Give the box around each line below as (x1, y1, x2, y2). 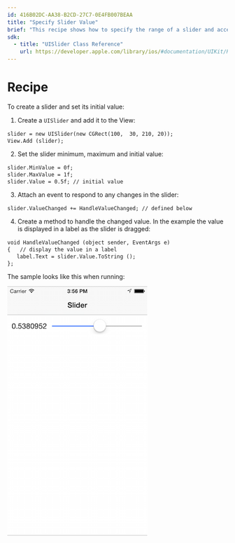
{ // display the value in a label (7, 246, 117, 253)
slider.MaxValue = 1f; (7, 171, 73, 178)
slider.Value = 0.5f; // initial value (7, 178, 124, 185)
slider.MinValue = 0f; (7, 164, 73, 171)
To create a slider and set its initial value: (7, 102, 124, 111)
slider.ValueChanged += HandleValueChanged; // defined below (7, 205, 192, 212)
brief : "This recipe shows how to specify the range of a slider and (7, 26, 215, 33)
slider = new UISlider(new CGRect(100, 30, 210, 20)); (7, 130, 173, 137)
